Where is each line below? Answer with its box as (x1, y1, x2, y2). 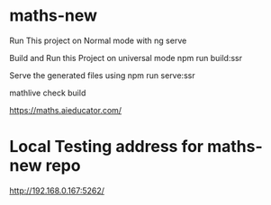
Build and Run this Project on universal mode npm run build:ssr (9, 52, 243, 63)
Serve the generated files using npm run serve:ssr (9, 69, 195, 81)
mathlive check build (9, 87, 86, 98)
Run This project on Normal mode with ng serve (9, 35, 187, 46)
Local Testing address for (9, 137, 204, 157)
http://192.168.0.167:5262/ (9, 185, 105, 196)
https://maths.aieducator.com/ (9, 104, 122, 115)
